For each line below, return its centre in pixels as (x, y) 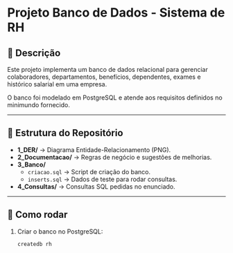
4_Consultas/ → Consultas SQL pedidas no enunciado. (96, 186)
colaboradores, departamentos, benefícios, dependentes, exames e (104, 77)
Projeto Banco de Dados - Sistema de (116, 13)
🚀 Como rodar (37, 215)
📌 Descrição (34, 53)
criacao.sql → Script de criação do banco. (89, 171)
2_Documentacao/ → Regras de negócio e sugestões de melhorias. (114, 157)
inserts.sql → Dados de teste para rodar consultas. (102, 179)
